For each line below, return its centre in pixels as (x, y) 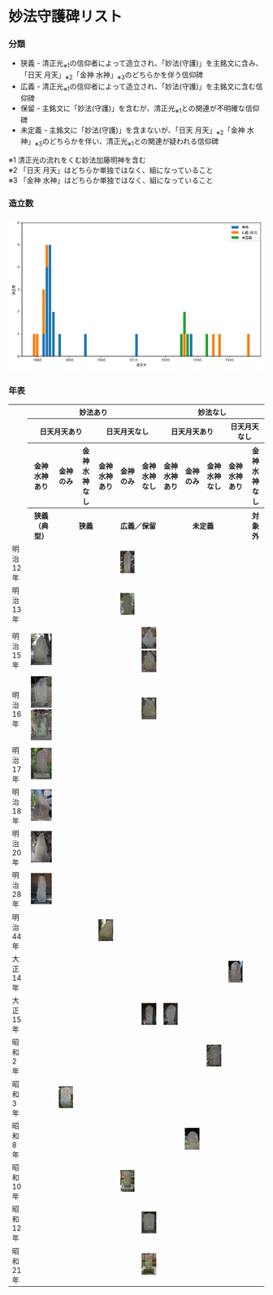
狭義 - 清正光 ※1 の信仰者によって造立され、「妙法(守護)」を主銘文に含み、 (141, 64)
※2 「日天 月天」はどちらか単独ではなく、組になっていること (111, 171)
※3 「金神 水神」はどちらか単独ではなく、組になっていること (111, 180)
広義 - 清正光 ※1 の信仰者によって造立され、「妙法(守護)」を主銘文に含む (138, 88)
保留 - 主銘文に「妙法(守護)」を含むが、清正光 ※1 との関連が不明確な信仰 (140, 109)
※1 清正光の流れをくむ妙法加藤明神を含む (77, 160)
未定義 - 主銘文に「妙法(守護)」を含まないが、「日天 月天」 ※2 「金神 (132, 131)
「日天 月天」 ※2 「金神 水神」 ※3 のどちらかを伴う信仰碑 (111, 76)
